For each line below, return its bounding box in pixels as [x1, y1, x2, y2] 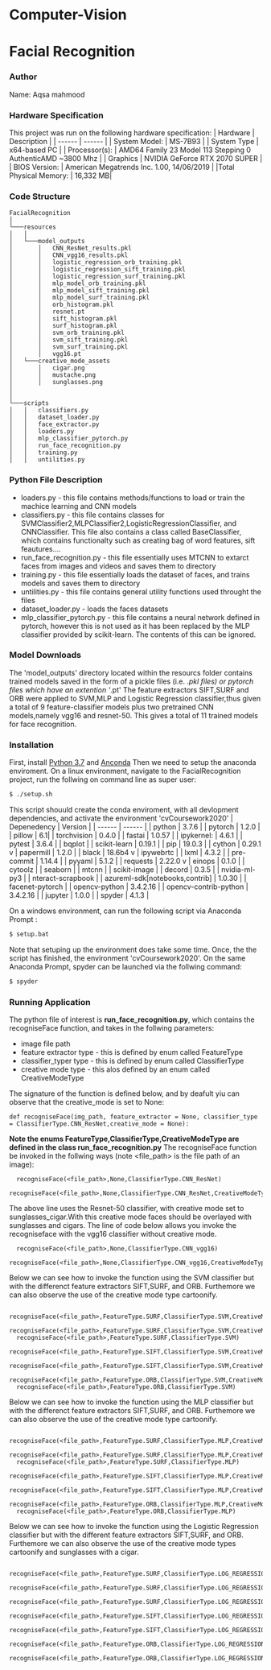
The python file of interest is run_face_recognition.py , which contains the [9, 1015, 256, 1024]
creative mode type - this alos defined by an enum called [20, 1064, 211, 1074]
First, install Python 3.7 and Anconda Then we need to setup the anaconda [9, 758, 257, 767]
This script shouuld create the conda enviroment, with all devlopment [9, 805, 239, 815]
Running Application [9, 996, 91, 1007]
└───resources [9, 223, 57, 231]
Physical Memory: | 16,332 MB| [9, 171, 113, 180]
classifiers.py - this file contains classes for [20, 510, 165, 519]
